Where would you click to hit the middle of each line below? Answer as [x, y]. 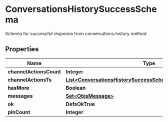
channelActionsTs [29, 80]
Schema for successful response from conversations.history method [76, 33]
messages [20, 96]
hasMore [18, 88]
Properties [22, 49]
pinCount [19, 112]
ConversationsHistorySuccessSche [81, 9]
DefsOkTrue [80, 104]
